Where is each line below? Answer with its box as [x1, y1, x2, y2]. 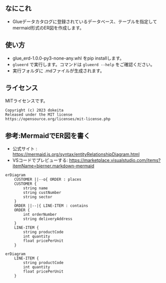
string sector [23, 194, 52, 200]
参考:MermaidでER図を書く [5, 131, 90, 140]
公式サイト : [12, 146, 37, 152]
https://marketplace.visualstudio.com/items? [69, 157, 161, 163]
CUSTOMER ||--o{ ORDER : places [14, 177, 81, 182]
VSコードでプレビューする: [12, 157, 68, 163]
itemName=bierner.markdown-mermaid [12, 163, 94, 169]
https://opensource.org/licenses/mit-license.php [5, 117, 111, 122]
